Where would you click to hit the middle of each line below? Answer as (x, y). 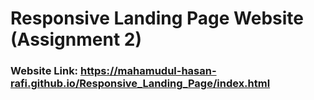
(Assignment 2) (76, 39)
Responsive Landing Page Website (157, 18)
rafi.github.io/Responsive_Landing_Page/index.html (140, 84)
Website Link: (44, 71)
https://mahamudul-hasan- (148, 71)
